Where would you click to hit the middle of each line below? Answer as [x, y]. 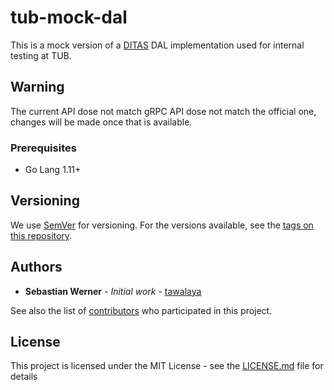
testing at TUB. [41, 55]
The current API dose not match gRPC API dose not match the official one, [163, 111]
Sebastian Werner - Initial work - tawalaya [113, 291]
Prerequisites [43, 148]
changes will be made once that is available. [101, 122]
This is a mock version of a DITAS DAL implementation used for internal [157, 45]
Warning [37, 87]
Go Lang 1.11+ [53, 170]
